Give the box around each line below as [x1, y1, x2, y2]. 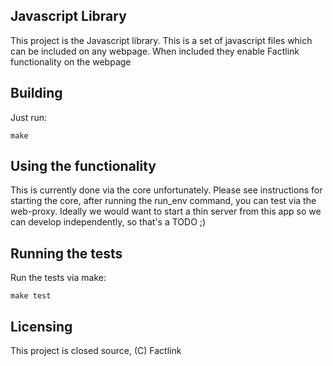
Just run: [10, 111, 48, 123]
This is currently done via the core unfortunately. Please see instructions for [10, 184, 323, 196]
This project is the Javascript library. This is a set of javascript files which [10, 34, 313, 46]
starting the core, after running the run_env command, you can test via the [10, 195, 317, 207]
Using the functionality [10, 158, 157, 175]
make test [10, 291, 52, 301]
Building [10, 85, 63, 102]
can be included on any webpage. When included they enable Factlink [10, 45, 300, 57]
